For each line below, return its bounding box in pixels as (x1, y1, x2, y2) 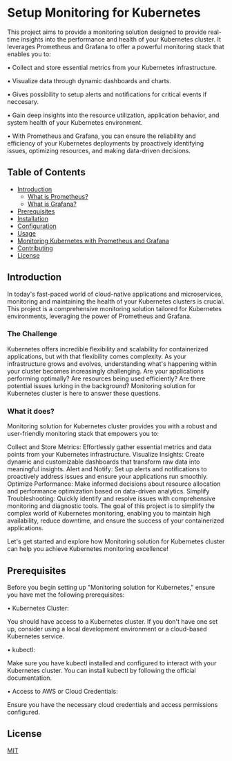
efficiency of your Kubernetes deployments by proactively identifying (7, 139, 204, 147)
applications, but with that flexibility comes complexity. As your (7, 352, 187, 360)
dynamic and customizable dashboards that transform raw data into (7, 457, 200, 466)
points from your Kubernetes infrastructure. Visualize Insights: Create (7, 451, 205, 459)
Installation (17, 214, 49, 222)
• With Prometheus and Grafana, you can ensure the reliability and (7, 132, 196, 140)
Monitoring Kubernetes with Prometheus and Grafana (17, 236, 169, 245)
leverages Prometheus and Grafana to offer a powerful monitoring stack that (7, 42, 224, 51)
